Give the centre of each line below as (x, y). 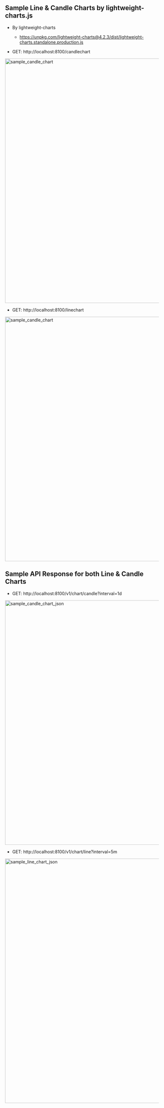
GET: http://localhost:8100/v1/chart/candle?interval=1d (67, 593)
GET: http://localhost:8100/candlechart (51, 51)
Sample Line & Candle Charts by (55, 8)
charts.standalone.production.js (51, 42)
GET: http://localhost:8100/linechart (48, 310)
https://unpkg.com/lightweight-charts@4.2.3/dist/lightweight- (82, 37)
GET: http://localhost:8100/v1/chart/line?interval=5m (65, 852)
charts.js (19, 16)
